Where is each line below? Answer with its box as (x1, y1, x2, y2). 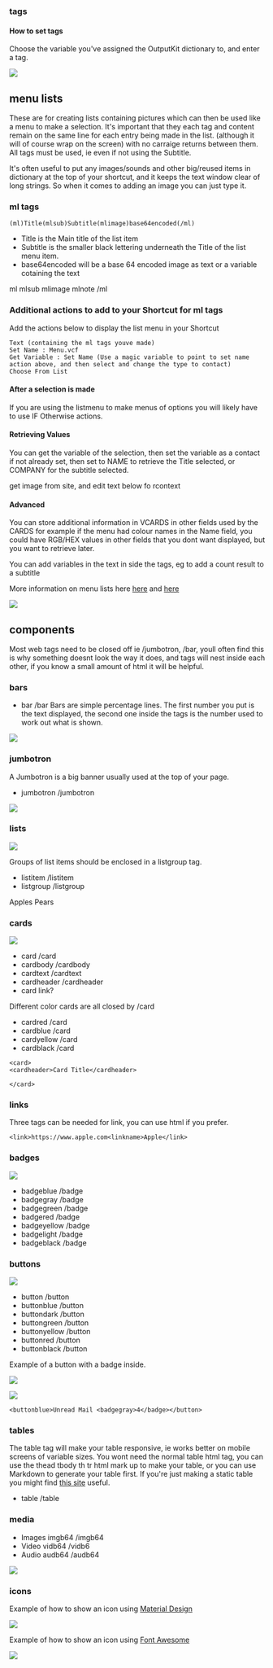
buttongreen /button (20, 1318, 89, 1328)
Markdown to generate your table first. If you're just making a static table (9, 1469, 253, 1479)
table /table (20, 1494, 60, 1504)
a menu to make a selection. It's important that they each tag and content (9, 121, 255, 131)
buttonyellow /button (20, 1327, 91, 1337)
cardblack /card (20, 1044, 75, 1053)
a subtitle (9, 568, 41, 578)
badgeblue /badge (20, 1186, 84, 1196)
